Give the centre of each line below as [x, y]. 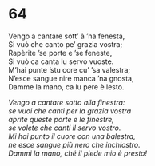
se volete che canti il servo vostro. [65, 128]
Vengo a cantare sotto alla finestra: [67, 102]
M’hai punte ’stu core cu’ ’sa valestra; [70, 69]
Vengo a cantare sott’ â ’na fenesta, [67, 36]
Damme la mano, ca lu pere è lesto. [66, 87]
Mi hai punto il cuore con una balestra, [72, 136]
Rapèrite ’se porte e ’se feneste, [60, 53]
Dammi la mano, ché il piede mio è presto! [78, 153]
